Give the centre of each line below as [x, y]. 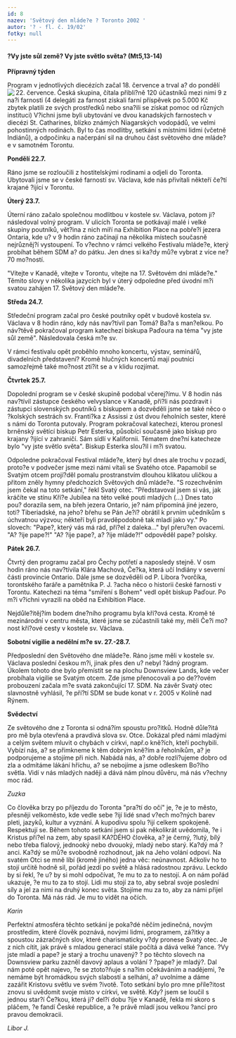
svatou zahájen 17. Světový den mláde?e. [66, 288]
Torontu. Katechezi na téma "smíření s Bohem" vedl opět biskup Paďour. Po [117, 592]
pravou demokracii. [35, 1015]
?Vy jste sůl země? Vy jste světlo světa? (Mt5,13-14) [85, 56]
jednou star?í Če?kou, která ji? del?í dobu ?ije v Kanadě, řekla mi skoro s [111, 1000]
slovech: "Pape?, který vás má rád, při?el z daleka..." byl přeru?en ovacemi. [116, 527]
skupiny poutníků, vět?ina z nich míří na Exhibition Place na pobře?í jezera [114, 230]
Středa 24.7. [25, 302]
